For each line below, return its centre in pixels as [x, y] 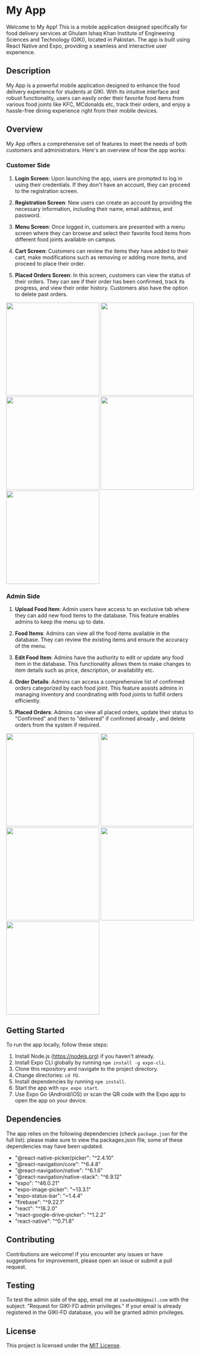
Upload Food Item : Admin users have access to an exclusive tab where [102, 609]
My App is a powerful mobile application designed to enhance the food [93, 85]
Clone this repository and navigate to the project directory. [87, 1069]
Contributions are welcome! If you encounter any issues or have [85, 1254]
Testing [21, 1285]
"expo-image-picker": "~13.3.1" [53, 1189]
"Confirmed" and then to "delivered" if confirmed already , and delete [100, 719]
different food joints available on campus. [65, 239]
